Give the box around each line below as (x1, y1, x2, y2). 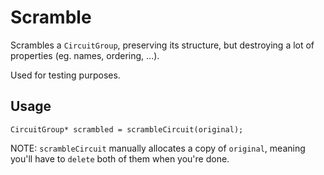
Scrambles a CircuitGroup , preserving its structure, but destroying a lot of (10, 39, 315, 51)
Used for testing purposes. (10, 69, 121, 81)
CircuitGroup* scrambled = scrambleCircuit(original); (10, 124, 244, 135)
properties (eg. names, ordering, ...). (10, 49, 160, 61)
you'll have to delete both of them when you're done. (10, 152, 230, 165)
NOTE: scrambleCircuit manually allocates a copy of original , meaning (10, 142, 306, 154)
